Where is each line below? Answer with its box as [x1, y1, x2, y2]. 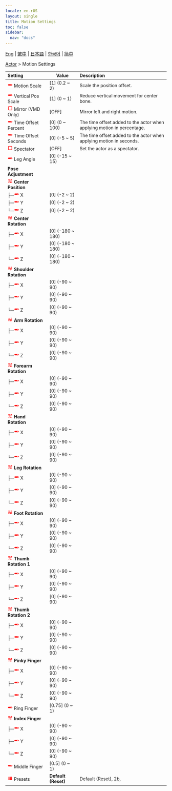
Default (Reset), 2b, [79, 776, 121, 782]
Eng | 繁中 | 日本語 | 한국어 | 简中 [5, 51, 74, 56]
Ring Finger [13, 705, 38, 712]
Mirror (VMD [13, 106, 40, 112]
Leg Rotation [13, 464, 42, 471]
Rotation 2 [7, 612, 30, 618]
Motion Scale [13, 83, 42, 89]
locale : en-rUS [5, 8, 38, 13]
